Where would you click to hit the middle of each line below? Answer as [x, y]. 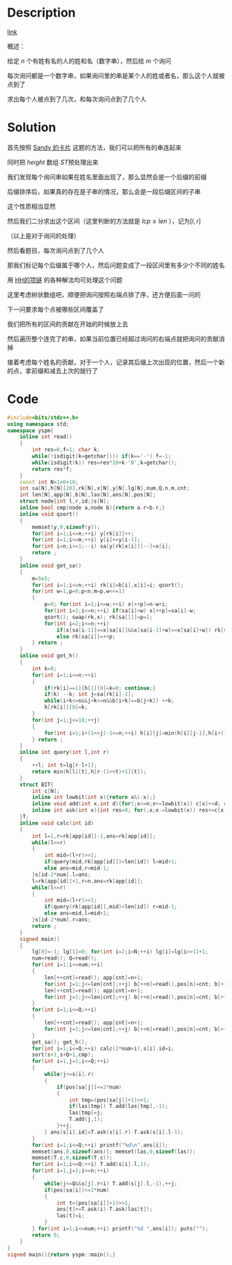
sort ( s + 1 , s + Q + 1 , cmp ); [63, 1055]
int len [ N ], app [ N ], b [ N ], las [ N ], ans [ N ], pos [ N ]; [88, 495]
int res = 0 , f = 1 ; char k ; [66, 450]
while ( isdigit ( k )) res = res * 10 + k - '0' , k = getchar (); [105, 463]
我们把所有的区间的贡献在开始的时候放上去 [68, 324]
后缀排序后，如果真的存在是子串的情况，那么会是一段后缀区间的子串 [104, 191]
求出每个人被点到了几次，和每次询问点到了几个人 [77, 99]
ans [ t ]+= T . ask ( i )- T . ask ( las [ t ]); [105, 1210]
